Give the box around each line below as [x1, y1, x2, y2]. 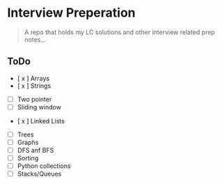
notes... [24, 35, 47, 43]
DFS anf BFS [17, 146, 54, 154]
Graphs [17, 138, 39, 146]
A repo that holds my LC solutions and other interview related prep [24, 28, 216, 36]
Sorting [17, 154, 39, 162]
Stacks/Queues [17, 169, 62, 178]
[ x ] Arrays [17, 74, 50, 82]
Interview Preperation [7, 5, 136, 21]
